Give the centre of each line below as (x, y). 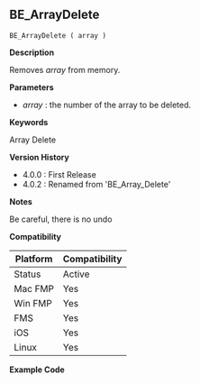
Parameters (32, 87)
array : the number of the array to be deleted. (107, 105)
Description (32, 52)
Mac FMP (34, 288)
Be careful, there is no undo (61, 219)
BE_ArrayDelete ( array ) (58, 35)
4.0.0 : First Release (59, 174)
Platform (34, 259)
